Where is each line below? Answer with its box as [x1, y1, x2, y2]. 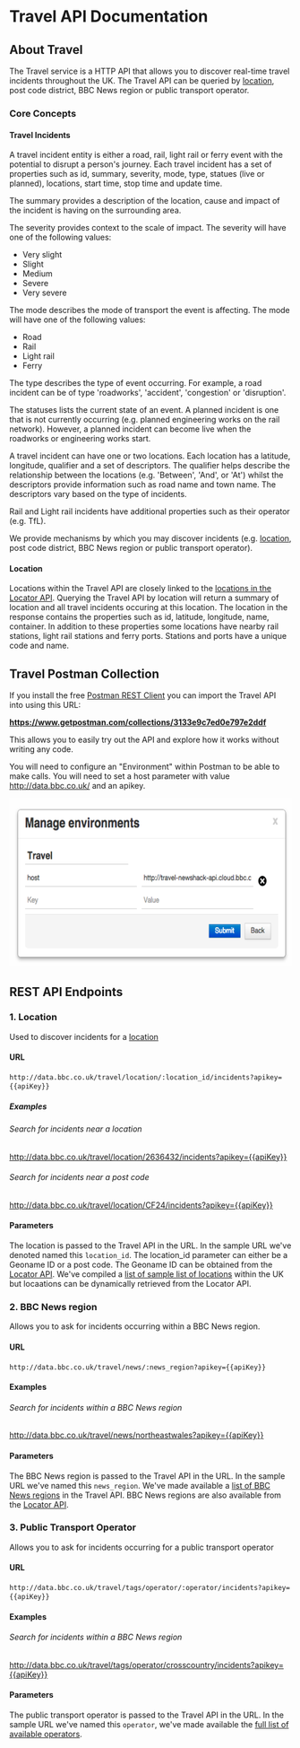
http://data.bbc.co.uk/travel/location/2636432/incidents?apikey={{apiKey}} [9, 1151, 287, 1162]
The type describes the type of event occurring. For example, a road [9, 378, 262, 389]
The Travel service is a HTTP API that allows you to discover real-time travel [9, 66, 290, 76]
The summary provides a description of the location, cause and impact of [9, 196, 280, 206]
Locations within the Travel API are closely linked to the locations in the [9, 583, 271, 594]
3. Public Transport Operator [9, 1521, 137, 1534]
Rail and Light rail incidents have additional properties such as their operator [9, 506, 291, 517]
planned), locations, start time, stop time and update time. [9, 178, 223, 189]
